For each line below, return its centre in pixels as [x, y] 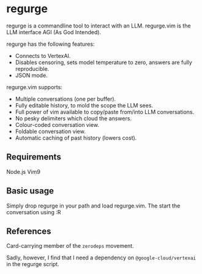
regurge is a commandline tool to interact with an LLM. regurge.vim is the [99, 26]
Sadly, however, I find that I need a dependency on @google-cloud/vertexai [101, 258]
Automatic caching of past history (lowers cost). [76, 138]
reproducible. [32, 68]
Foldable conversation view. [50, 131]
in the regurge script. [33, 264]
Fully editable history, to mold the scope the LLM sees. [84, 105]
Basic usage [30, 191]
